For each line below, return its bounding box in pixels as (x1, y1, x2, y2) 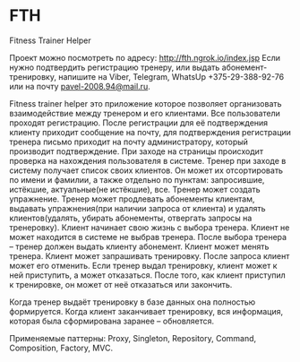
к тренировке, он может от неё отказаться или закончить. (9, 279, 233, 289)
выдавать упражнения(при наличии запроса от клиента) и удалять (9, 203, 266, 213)
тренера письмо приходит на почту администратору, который (9, 136, 249, 147)
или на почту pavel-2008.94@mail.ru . (9, 81, 150, 91)
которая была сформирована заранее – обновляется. (9, 315, 215, 326)
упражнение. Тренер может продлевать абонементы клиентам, (9, 194, 255, 204)
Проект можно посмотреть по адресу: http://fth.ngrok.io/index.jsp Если (9, 52, 280, 63)
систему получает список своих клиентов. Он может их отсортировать (9, 165, 284, 176)
